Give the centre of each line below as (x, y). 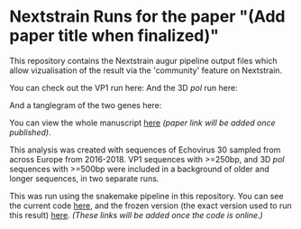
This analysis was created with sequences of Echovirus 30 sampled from (145, 150)
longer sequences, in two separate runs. (84, 179)
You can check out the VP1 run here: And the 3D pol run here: (123, 87)
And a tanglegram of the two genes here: (86, 105)
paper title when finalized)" (114, 36)
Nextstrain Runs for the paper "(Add (147, 17)
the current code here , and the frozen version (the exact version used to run (150, 206)
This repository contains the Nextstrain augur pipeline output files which (143, 60)
